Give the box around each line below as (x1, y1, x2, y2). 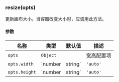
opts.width (8, 61, 34, 66)
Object (41, 52, 57, 58)
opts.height (8, 69, 37, 75)
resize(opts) (5, 4, 36, 11)
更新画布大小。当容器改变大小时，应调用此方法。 (5, 16, 106, 22)
